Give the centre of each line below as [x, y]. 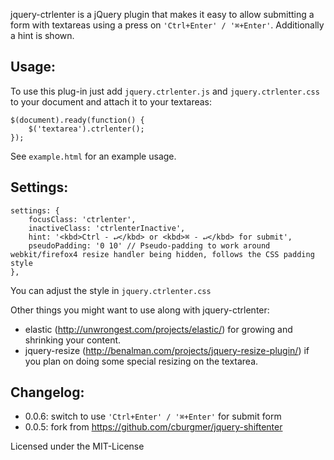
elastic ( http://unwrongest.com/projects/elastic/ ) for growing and [158, 329]
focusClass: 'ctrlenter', [82, 219]
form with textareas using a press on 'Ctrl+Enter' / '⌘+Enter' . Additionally [167, 25]
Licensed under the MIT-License [77, 446]
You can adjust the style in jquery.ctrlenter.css [111, 290]
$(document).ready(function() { [77, 120]
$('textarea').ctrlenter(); [86, 129]
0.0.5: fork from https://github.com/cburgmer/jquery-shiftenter [153, 427]
